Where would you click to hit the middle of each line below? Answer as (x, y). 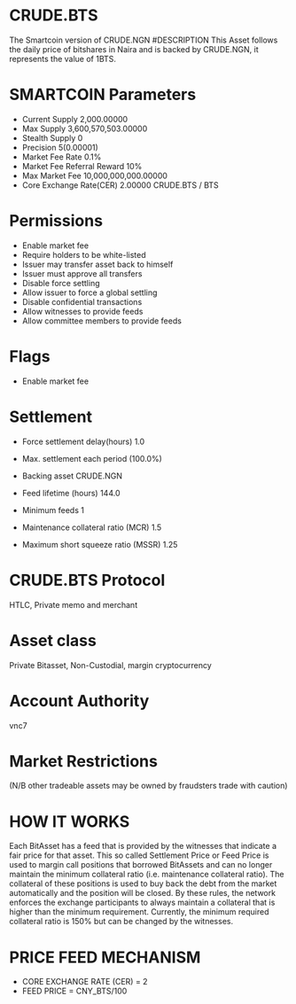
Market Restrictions (83, 761)
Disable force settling (61, 283)
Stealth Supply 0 (52, 137)
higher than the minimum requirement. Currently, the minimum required (139, 912)
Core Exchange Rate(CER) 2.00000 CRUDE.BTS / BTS (120, 185)
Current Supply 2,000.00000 (75, 119)
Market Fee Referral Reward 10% (82, 166)
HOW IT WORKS (70, 821)
